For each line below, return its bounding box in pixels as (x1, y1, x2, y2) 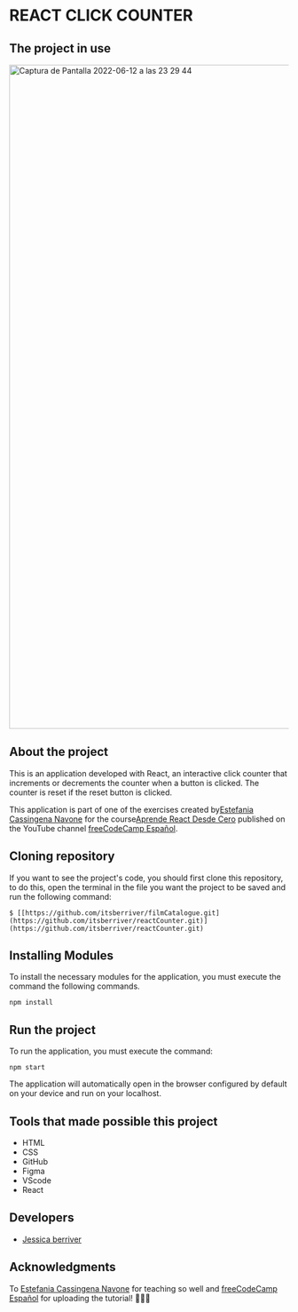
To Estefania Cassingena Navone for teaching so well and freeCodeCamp (9, 1283, 278, 1293)
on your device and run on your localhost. (9, 1088, 162, 1099)
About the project (9, 744, 109, 759)
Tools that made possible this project (9, 1114, 218, 1129)
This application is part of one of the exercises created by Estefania (9, 804, 255, 815)
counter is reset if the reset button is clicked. (9, 787, 173, 798)
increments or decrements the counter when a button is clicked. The (9, 777, 260, 788)
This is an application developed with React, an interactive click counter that (9, 767, 288, 778)
